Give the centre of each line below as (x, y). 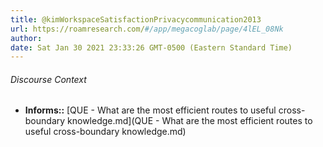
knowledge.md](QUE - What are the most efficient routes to (190, 121)
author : (26, 38)
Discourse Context (48, 79)
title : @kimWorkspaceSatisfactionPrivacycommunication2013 (136, 19)
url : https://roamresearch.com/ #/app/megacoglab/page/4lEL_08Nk (147, 29)
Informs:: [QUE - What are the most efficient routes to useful (150, 110)
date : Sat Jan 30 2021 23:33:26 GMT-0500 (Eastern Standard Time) (151, 47)
